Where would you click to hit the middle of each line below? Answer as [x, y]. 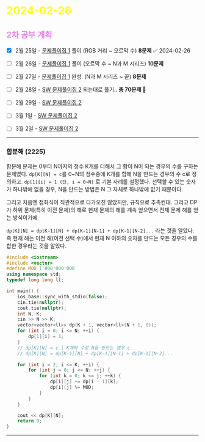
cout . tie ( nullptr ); [42, 308]
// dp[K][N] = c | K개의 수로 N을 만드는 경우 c [74, 348]
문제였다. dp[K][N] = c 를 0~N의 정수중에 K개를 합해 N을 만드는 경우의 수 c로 [99, 174]
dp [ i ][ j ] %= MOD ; [72, 388]
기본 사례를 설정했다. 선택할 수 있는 [143, 182]
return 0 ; [30, 421]
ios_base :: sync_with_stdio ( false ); [63, 297]
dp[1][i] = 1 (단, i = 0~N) [59, 182]
